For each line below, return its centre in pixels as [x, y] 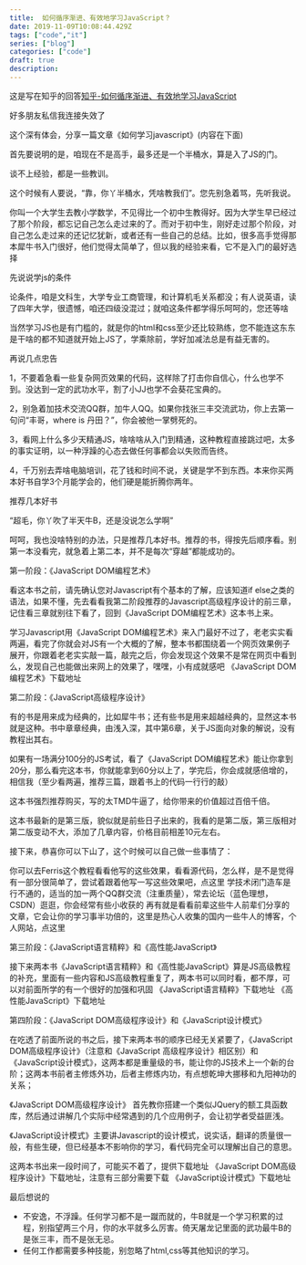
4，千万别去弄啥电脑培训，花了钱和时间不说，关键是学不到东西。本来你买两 [152, 470]
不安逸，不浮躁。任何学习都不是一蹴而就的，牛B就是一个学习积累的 [149, 1216]
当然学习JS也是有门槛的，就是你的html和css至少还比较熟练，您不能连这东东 [153, 327]
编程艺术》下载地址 [46, 677]
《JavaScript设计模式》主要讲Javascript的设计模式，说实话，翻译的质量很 [147, 1135]
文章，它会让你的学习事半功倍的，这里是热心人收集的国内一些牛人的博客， [149, 916]
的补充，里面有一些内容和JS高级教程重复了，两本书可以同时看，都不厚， [146, 977]
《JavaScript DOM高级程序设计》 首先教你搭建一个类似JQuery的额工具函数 [149, 1104]
